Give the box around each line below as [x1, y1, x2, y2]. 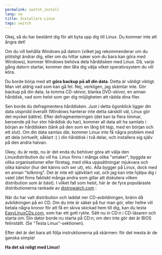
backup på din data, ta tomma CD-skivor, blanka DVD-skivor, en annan [5, 89, 146, 95]
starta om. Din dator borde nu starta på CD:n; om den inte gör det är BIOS [5, 215, 151, 221]
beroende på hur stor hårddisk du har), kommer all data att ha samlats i [5, 119, 147, 125]
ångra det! [5, 39, 26, 45]
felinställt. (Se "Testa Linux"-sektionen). [5, 221, 85, 226]
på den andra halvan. [5, 139, 47, 146]
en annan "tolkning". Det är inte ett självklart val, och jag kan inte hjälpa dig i [5, 170, 157, 175]
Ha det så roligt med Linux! [5, 244, 60, 250]
